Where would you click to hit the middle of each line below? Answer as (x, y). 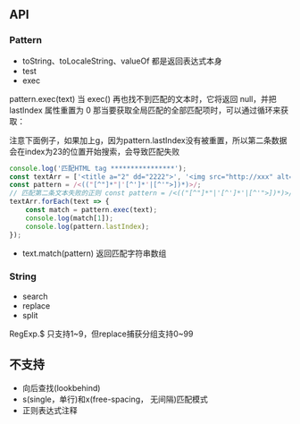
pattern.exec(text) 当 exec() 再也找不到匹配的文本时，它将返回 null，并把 (143, 98)
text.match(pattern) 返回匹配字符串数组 (94, 253)
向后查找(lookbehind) (61, 387)
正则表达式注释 (50, 410)
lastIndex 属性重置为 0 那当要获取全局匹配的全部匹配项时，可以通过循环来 (145, 110)
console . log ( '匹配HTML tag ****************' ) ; (98, 168)
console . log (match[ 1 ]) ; (70, 218)
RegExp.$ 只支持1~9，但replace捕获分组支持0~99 (101, 334)
